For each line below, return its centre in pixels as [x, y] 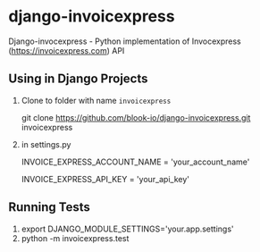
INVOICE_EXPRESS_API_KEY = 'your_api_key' [105, 179]
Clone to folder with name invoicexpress [96, 100]
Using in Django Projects [78, 79]
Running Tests [49, 207]
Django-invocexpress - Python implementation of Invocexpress [125, 41]
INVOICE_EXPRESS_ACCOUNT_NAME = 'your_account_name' [135, 162]
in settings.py [46, 144]
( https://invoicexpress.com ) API [67, 50]
